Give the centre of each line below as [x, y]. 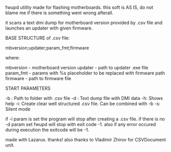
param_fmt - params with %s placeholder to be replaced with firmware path [85, 73]
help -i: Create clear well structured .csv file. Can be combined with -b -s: [83, 104]
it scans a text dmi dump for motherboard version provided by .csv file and [84, 23]
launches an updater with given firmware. [49, 28]
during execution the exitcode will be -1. [47, 130]
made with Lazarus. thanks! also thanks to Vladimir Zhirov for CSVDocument [86, 140]
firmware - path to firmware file [38, 78]
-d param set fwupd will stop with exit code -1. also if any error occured [81, 124]
